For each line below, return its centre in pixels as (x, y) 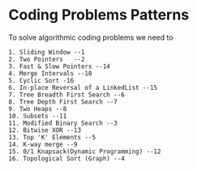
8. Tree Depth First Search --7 (63, 102)
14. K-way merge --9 (43, 144)
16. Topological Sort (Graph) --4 (67, 158)
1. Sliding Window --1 (47, 52)
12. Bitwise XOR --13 (45, 130)
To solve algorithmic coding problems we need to (91, 37)
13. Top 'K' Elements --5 (52, 137)
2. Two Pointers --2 (47, 59)
